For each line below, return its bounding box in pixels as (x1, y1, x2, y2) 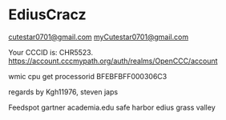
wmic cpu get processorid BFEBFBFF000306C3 (8, 71, 167, 81)
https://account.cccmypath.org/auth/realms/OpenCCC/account (8, 56, 218, 66)
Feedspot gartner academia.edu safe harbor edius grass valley (8, 102, 216, 112)
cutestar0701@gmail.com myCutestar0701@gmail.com (8, 32, 189, 42)
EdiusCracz (8, 6, 87, 24)
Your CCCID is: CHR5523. (8, 47, 94, 57)
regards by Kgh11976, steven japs (8, 86, 119, 97)
